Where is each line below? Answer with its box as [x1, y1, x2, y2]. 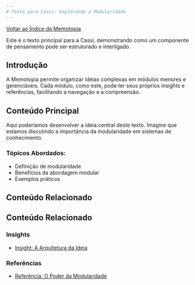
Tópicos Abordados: [6, 149, 66, 158]
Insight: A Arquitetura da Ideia [14, 244, 88, 251]
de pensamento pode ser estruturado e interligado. [6, 43, 131, 50]
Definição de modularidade [14, 162, 82, 170]
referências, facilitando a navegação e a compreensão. [6, 89, 140, 96]
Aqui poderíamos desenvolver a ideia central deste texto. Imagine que [6, 121, 177, 129]
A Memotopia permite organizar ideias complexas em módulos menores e [6, 76, 187, 83]
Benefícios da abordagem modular [14, 169, 100, 176]
